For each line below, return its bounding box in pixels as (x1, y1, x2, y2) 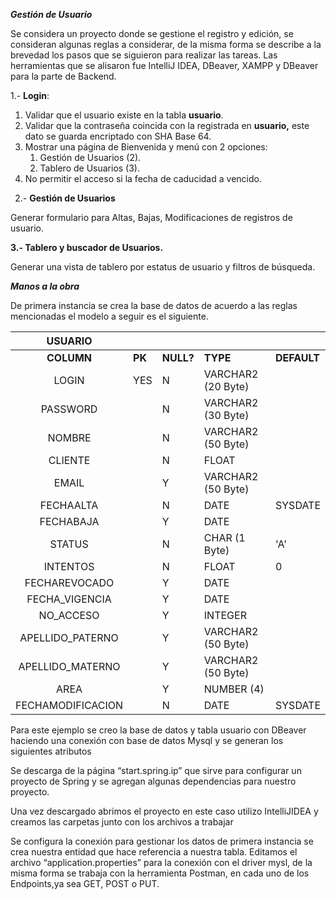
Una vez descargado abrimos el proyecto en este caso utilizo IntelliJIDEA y (10, 805, 319, 817)
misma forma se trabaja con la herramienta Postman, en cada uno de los (10, 867, 310, 879)
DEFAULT (274, 351, 320, 364)
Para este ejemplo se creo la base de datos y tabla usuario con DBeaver (10, 724, 307, 736)
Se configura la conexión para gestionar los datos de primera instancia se (10, 835, 314, 847)
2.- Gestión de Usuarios (14, 192, 116, 204)
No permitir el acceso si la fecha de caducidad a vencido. (24, 173, 262, 184)
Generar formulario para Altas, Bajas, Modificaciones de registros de (10, 212, 293, 223)
